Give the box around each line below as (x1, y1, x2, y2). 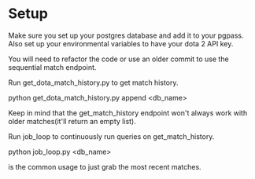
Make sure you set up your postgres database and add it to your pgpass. (8, 31, 244, 40)
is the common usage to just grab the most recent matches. (8, 162, 202, 171)
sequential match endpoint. (8, 62, 97, 71)
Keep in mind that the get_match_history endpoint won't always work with (8, 108, 248, 118)
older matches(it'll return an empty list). (8, 116, 136, 126)
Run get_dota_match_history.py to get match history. (8, 78, 179, 87)
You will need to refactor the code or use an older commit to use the (8, 54, 230, 64)
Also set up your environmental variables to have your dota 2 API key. (8, 38, 234, 48)
